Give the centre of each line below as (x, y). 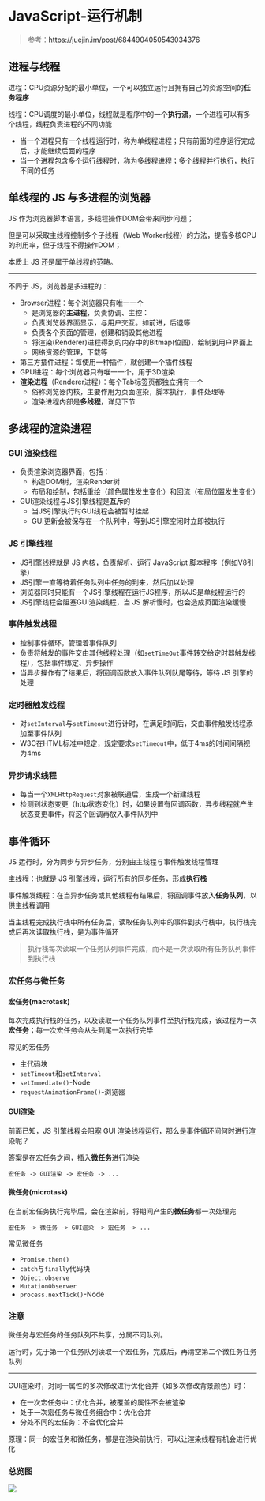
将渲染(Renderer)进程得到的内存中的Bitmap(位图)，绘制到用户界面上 (142, 342)
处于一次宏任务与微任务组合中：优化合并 (85, 1413)
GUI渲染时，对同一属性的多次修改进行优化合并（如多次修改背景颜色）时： (128, 1386)
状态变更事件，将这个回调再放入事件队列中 (89, 814)
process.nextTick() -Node (62, 1294)
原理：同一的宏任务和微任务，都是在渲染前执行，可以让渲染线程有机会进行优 (132, 1439)
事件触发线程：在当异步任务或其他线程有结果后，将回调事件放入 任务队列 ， (129, 895)
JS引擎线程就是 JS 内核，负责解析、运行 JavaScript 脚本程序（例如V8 (133, 562)
